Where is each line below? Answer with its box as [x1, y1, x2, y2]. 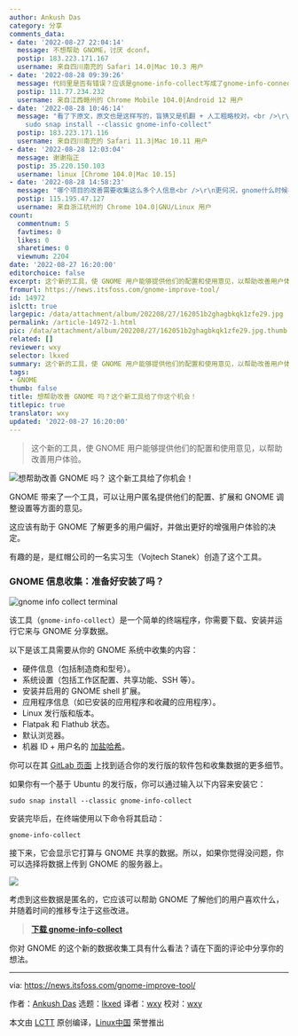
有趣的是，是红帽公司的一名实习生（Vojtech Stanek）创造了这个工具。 [9, 551, 267, 561]
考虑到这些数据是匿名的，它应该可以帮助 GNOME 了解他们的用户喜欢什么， [9, 893, 284, 905]
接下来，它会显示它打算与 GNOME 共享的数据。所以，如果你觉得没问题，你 [9, 847, 284, 858]
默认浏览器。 [21, 729, 69, 741]
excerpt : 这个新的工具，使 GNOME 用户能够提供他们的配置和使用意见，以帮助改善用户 [9, 277, 285, 286]
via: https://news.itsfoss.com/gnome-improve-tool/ [9, 979, 196, 990]
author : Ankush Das [9, 12, 82, 22]
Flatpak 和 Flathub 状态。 [21, 718, 115, 729]
